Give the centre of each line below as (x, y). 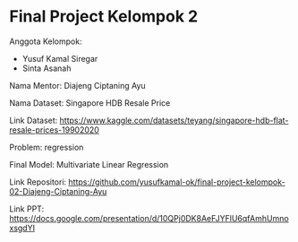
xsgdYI (22, 228)
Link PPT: (27, 209)
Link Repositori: (38, 182)
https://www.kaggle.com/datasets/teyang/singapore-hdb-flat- (174, 120)
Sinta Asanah (47, 68)
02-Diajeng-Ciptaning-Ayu (58, 191)
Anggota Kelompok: (46, 41)
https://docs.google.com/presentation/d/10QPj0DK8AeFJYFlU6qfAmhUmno (149, 218)
